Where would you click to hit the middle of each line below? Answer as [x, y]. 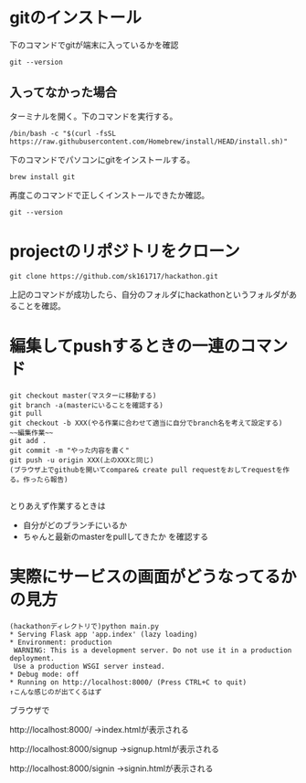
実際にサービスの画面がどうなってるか [153, 577]
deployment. [32, 658]
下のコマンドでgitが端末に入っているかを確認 [94, 45]
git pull [26, 413]
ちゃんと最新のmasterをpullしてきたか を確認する [115, 536]
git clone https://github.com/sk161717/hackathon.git [114, 276]
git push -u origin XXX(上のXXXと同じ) [82, 460]
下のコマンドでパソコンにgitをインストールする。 [102, 159]
